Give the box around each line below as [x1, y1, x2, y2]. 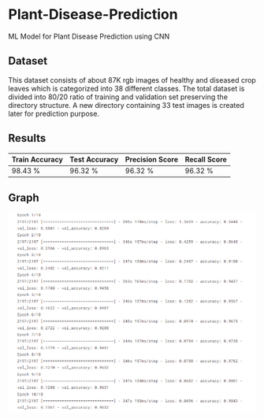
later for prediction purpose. [8, 109, 100, 118]
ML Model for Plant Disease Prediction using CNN [8, 32, 170, 41]
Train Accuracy [11, 155, 63, 165]
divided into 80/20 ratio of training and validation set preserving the [8, 92, 229, 102]
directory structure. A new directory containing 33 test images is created [8, 100, 244, 109]
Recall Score [184, 155, 227, 165]
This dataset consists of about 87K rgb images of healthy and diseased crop [8, 75, 256, 84]
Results [8, 132, 46, 145]
